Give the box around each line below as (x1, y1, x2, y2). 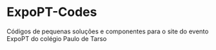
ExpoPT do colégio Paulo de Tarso (6, 34, 107, 42)
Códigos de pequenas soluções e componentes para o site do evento (6, 27, 209, 35)
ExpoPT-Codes (6, 4, 97, 20)
